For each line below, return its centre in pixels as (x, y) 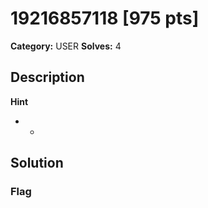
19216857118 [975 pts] (105, 18)
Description (47, 77)
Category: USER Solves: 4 (66, 46)
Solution (37, 163)
